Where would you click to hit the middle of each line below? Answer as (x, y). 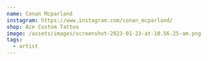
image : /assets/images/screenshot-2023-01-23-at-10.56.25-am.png (104, 33)
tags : (14, 40)
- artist (26, 46)
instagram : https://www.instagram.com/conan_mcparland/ (90, 20)
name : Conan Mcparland (40, 14)
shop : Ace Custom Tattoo (43, 27)
